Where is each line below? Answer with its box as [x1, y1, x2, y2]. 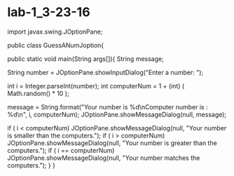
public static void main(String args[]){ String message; [7, 54, 165, 63]
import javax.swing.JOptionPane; [7, 27, 103, 36]
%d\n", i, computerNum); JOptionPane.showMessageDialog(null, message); [7, 110, 227, 119]
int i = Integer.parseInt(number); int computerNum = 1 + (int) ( [7, 81, 185, 90]
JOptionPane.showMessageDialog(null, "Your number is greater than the [7, 138, 217, 147]
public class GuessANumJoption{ [7, 41, 104, 49]
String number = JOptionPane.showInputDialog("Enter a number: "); [7, 68, 204, 76]
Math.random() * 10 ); [7, 89, 69, 97]
